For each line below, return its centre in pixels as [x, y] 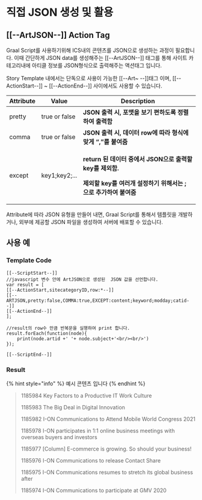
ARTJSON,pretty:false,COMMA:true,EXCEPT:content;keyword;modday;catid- [98, 300]
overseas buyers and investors [59, 437]
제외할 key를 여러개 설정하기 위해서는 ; [135, 183]
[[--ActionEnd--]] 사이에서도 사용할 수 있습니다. [106, 86]
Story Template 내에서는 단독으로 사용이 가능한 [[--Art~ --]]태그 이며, [89, 78]
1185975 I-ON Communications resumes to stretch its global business [107, 472]
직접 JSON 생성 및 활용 [60, 12]
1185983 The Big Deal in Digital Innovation [73, 407]
